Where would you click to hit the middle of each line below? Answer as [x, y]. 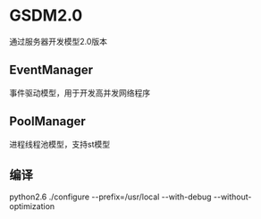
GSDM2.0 [46, 16]
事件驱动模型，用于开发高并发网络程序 [80, 93]
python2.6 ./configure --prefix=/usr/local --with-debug [110, 197]
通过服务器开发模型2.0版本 [59, 41]
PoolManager [48, 122]
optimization [32, 206]
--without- [232, 197]
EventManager [51, 70]
